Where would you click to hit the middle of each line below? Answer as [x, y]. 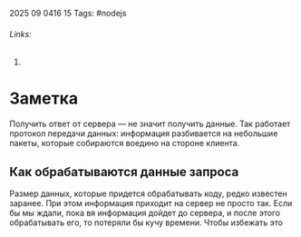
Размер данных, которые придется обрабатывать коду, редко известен [148, 193]
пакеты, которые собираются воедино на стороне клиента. [125, 143]
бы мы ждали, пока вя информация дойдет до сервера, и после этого [145, 212]
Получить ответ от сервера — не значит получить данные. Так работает [150, 124]
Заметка [44, 99]
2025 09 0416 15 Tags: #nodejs [68, 13]
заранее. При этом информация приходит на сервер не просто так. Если [151, 202]
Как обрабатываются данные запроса [124, 172]
